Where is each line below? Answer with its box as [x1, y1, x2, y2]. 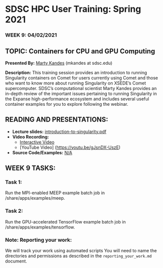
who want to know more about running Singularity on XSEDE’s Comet [5, 80, 146, 86]
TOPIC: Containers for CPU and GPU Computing [5, 47, 156, 55]
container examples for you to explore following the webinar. [5, 101, 128, 107]
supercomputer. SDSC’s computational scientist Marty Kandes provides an [5, 85, 157, 91]
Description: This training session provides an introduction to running [5, 69, 147, 75]
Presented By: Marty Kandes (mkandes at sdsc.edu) [5, 60, 113, 66]
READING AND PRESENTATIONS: [5, 115, 109, 124]
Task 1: [5, 179, 22, 186]
